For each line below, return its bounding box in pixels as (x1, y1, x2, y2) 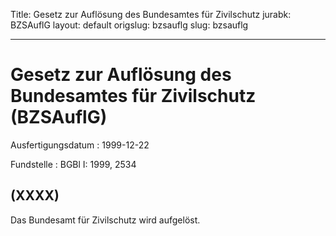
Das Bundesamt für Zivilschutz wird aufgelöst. (10, 214, 201, 226)
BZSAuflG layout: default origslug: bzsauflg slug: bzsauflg (10, 19, 249, 31)
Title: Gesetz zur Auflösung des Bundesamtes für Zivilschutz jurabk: (10, 9, 292, 20)
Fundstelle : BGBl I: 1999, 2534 (10, 158, 137, 170)
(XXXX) (10, 187, 60, 204)
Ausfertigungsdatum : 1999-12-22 (10, 139, 150, 151)
